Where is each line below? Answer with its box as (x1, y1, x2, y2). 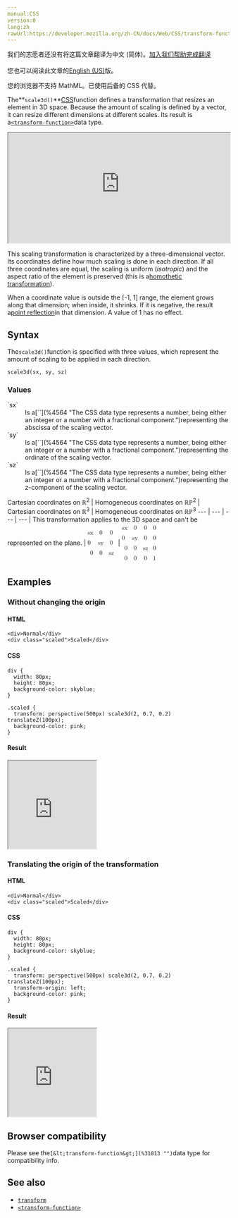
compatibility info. (7, 1157, 60, 1165)
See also (7, 1176, 46, 1188)
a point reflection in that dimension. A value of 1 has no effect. (7, 308, 184, 317)
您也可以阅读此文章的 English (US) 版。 (7, 66, 118, 75)
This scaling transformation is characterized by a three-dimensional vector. (7, 250, 225, 258)
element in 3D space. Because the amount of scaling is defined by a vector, (7, 103, 227, 111)
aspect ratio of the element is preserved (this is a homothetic (7, 272, 182, 281)
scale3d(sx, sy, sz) (7, 369, 68, 376)
